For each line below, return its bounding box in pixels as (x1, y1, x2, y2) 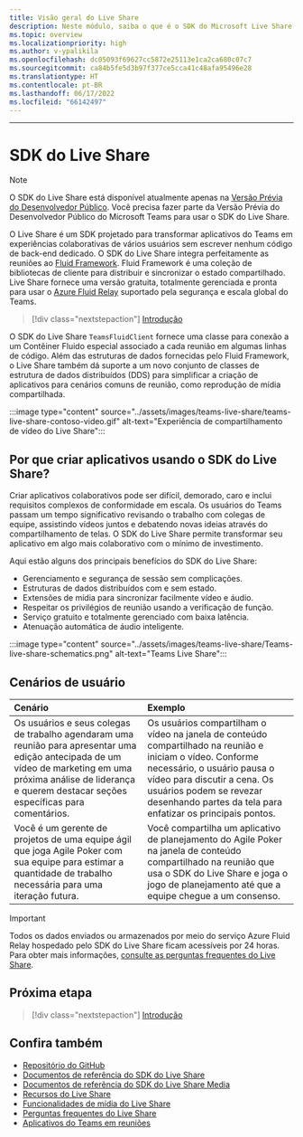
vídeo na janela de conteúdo (147, 727, 268, 740)
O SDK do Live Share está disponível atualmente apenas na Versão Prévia (9, 192, 283, 204)
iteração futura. (14, 889, 79, 902)
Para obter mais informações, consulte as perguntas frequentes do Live (9, 949, 276, 960)
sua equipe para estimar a (14, 856, 124, 868)
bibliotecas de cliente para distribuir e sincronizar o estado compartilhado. (9, 268, 286, 279)
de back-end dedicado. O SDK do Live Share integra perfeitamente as (9, 248, 270, 259)
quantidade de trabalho (14, 867, 113, 879)
